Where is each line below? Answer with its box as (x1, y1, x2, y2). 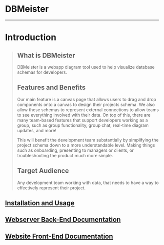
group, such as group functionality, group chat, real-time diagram (17, 122, 149, 128)
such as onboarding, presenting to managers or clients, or (17, 147, 134, 153)
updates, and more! (17, 127, 57, 133)
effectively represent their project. (17, 184, 86, 191)
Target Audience (17, 167, 69, 175)
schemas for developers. (17, 69, 67, 75)
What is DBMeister (17, 51, 76, 60)
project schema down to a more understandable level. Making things (17, 142, 155, 148)
